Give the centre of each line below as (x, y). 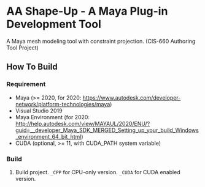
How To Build (32, 67)
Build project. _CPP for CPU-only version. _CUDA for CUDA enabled (98, 172)
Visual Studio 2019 (39, 111)
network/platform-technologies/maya (63, 104)
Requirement (26, 84)
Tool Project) (22, 48)
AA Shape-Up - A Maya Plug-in (87, 11)
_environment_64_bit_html (48, 136)
